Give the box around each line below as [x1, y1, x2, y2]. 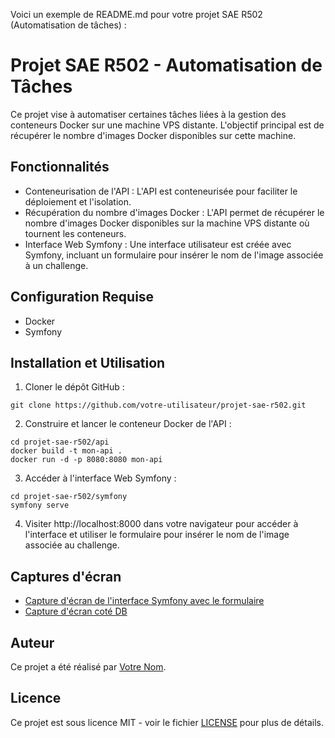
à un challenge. [24, 259, 89, 271]
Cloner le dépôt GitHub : [24, 381, 125, 393]
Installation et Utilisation [10, 354, 166, 371]
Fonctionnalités [10, 159, 110, 176]
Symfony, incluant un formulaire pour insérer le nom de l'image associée [24, 249, 324, 261]
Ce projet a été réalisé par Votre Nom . [10, 661, 167, 673]
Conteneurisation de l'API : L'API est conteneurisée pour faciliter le [24, 185, 298, 197]
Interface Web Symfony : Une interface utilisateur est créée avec [24, 238, 292, 250]
